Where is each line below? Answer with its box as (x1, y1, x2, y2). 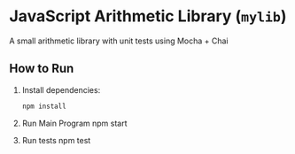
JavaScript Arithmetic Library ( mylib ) (9, 6, 287, 27)
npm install (21, 102, 66, 111)
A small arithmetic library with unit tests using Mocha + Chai (9, 35, 229, 46)
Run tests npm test (21, 135, 91, 145)
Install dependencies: (21, 84, 101, 95)
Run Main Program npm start (21, 118, 128, 128)
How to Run (9, 61, 74, 76)
